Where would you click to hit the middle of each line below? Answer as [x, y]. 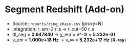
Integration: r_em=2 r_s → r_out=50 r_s [53, 29]
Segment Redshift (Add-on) [65, 9]
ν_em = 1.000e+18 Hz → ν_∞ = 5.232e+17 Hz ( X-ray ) [69, 40]
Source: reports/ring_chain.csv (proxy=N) [58, 23]
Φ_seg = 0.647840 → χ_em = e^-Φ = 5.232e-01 [64, 34]
